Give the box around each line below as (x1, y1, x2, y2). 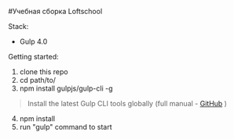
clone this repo (19, 67, 68, 77)
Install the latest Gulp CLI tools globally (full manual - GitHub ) (27, 99, 228, 108)
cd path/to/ (19, 76, 57, 84)
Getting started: (8, 52, 59, 61)
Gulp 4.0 (19, 37, 48, 46)
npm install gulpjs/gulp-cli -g (19, 84, 113, 93)
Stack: (8, 22, 29, 30)
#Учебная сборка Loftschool (8, 7, 103, 16)
